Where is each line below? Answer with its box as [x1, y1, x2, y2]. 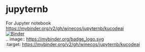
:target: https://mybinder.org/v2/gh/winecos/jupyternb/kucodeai [6, 41, 140, 47]
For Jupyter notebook [6, 20, 51, 26]
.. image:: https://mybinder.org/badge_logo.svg [6, 36, 104, 42]
